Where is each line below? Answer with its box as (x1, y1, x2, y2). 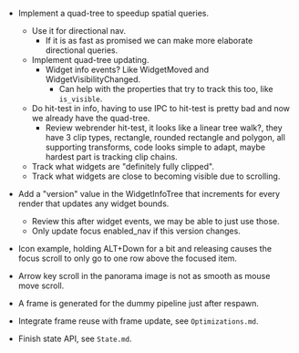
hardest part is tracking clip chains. (45, 151, 178, 162)
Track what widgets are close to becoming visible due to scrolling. (31, 171, 281, 182)
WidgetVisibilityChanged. (45, 74, 141, 85)
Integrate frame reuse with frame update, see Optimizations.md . (17, 316, 259, 327)
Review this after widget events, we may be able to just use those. (31, 216, 280, 226)
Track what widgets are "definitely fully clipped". (31, 161, 214, 171)
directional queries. (45, 45, 119, 56)
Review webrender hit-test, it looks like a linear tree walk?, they (45, 122, 283, 133)
